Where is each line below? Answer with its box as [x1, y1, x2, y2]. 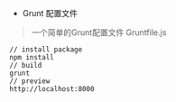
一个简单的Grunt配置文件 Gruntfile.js [31, 27, 167, 38]
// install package [9, 45, 83, 54]
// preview [9, 77, 51, 86]
